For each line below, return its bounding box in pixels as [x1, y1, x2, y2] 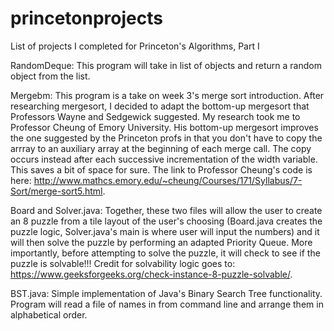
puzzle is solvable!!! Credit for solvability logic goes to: [10, 257, 236, 269]
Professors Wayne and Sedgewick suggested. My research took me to [10, 110, 301, 122]
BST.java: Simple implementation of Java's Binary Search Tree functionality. [10, 287, 323, 299]
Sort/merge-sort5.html [10, 185, 103, 197]
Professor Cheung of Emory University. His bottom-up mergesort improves [10, 121, 319, 133]
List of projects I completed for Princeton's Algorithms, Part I [10, 40, 260, 52]
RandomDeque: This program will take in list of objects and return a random [10, 59, 322, 71]
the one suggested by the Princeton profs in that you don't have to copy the [10, 132, 323, 144]
